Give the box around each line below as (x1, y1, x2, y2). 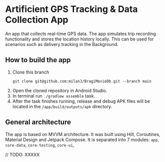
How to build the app (5, 56, 71, 64)
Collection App (5, 14, 68, 25)
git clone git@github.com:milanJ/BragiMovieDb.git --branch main (12, 78, 151, 83)
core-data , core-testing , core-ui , (5, 141, 74, 148)
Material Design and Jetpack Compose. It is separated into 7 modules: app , (5, 136, 159, 142)
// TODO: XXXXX (5, 151, 40, 157)
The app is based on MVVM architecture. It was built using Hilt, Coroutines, (5, 131, 160, 137)
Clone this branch (12, 69, 49, 75)
